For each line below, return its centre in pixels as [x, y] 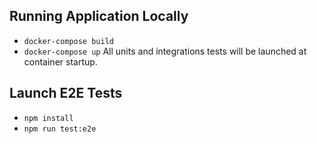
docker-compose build [68, 41]
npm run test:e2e [60, 129]
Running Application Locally [99, 16]
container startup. [60, 61]
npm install [48, 118]
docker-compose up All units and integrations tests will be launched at [165, 51]
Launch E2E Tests [66, 93]
